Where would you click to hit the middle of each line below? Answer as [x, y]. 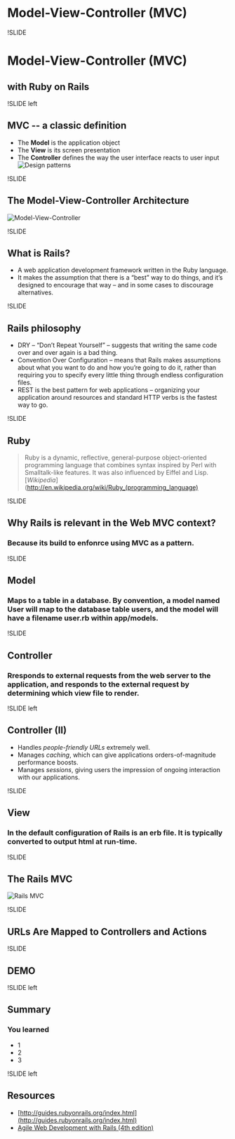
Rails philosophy [44, 328]
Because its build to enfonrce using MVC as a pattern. [101, 543]
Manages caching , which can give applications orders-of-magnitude [116, 755]
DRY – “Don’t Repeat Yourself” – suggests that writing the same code [117, 345]
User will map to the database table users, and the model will [113, 609]
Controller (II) [37, 730]
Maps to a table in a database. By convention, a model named [114, 600]
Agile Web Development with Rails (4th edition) [86, 1127]
